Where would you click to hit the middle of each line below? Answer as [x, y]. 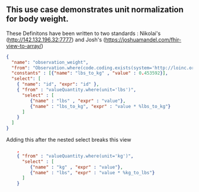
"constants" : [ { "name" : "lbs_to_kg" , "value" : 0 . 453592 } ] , [90, 73]
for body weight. [38, 19]
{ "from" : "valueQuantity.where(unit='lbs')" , [76, 90]
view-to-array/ [24, 46]
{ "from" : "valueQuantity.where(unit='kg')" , [75, 156]
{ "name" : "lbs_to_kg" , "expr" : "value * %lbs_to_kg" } [100, 106]
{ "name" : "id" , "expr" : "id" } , [58, 84]
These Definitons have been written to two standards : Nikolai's [84, 33]
